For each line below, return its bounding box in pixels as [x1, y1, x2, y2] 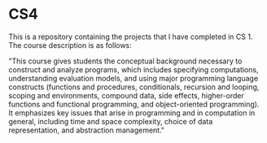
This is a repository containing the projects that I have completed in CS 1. [8, 32, 253, 41]
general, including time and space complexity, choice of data [8, 116, 213, 126]
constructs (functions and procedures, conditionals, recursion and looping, [8, 82, 260, 92]
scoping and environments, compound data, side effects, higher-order [8, 90, 244, 100]
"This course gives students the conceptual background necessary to [8, 56, 243, 66]
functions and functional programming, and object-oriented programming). [8, 99, 260, 109]
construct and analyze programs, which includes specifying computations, [8, 64, 259, 74]
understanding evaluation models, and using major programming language [8, 73, 259, 83]
